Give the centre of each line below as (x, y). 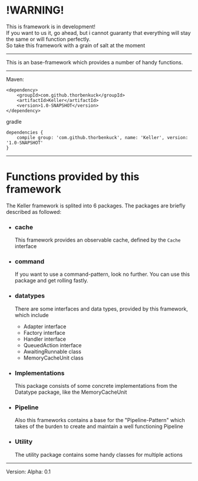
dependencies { (25, 132)
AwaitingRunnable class (52, 351)
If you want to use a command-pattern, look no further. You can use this (102, 274)
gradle (14, 121)
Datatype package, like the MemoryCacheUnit (71, 392)
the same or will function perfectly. (48, 39)
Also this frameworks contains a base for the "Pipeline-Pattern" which (100, 420)
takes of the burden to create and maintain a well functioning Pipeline (99, 426)
